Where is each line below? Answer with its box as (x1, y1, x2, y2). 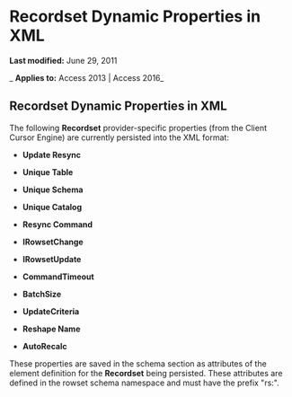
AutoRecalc (22, 340, 67, 351)
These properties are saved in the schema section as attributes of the (9, 357, 267, 369)
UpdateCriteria (22, 305, 80, 316)
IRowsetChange (22, 236, 84, 247)
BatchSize (22, 288, 62, 299)
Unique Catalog (22, 201, 83, 212)
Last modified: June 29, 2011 (9, 55, 118, 66)
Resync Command (22, 218, 93, 230)
